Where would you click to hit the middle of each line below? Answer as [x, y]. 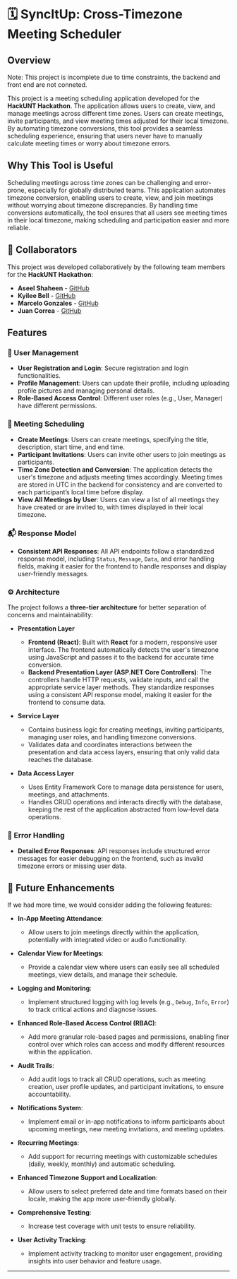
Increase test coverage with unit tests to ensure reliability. [112, 1226]
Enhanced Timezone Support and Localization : [87, 1178]
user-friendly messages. [53, 573]
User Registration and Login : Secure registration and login [103, 368]
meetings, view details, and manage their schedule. [103, 975]
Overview [29, 60]
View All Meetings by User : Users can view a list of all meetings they [118, 499]
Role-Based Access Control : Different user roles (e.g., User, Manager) [120, 398]
